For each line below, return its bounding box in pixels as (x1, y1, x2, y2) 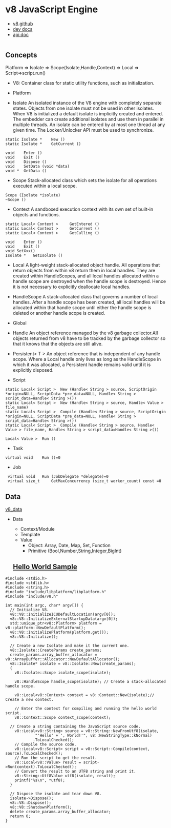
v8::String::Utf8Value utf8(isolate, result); (14, 773, 116, 779)
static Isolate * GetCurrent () (5, 141, 81, 147)
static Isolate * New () (5, 137, 66, 142)
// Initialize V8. (10, 608, 50, 613)
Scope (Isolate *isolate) (5, 192, 60, 198)
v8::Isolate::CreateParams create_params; (10, 648, 102, 653)
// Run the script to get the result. (14, 755, 97, 761)
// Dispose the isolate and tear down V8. (10, 791, 102, 797)
